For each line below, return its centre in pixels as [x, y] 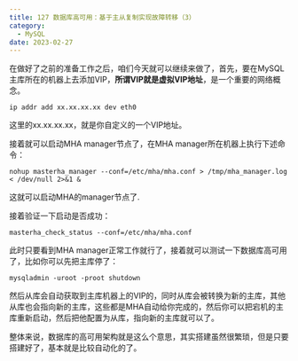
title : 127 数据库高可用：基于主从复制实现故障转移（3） [102, 17]
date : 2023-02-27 [41, 42]
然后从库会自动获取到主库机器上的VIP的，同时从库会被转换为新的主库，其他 [148, 296]
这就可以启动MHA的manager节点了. [74, 197]
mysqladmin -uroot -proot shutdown [75, 279]
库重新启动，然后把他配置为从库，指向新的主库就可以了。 [114, 318]
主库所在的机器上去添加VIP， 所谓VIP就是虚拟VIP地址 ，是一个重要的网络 [141, 80]
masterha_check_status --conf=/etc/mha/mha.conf [101, 233]
